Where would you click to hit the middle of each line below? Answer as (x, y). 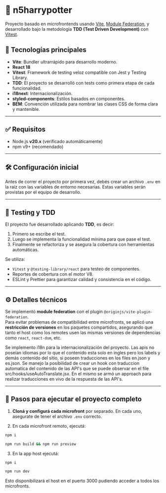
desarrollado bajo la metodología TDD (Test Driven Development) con (77, 29)
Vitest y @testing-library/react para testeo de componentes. (76, 269)
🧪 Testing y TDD (30, 212)
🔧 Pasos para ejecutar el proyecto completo (73, 399)
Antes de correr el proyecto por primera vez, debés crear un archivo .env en (83, 182)
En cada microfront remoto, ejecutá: (49, 426)
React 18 (21, 67)
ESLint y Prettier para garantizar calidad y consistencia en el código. (82, 280)
